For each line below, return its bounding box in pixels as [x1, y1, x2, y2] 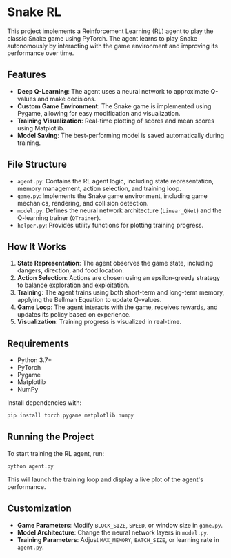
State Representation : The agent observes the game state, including [17, 259, 214, 268]
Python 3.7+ [17, 356, 52, 364]
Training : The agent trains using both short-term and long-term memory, [17, 288, 225, 297]
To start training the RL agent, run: [7, 449, 105, 457]
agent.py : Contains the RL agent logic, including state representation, [17, 177, 214, 185]
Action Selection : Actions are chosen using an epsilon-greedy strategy [17, 274, 221, 282]
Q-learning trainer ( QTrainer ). [17, 213, 101, 221]
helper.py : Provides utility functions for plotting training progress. [17, 221, 204, 229]
